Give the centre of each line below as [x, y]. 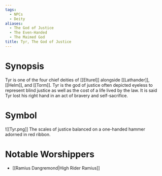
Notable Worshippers [50, 154]
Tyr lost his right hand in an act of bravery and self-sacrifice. [66, 95]
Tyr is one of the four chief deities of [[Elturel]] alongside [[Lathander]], [77, 80]
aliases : [14, 23]
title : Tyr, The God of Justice [38, 42]
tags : [11, 10]
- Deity [17, 19]
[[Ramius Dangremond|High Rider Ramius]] [56, 168]
